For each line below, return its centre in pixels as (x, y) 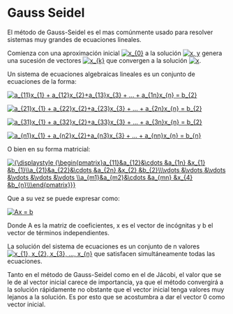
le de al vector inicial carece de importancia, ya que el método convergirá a (115, 282)
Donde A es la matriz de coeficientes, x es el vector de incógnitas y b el (110, 225)
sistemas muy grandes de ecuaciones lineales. (74, 39)
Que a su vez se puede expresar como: (63, 198)
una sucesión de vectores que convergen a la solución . (104, 60)
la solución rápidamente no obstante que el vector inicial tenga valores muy (116, 289)
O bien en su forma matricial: (49, 149)
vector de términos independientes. (59, 232)
